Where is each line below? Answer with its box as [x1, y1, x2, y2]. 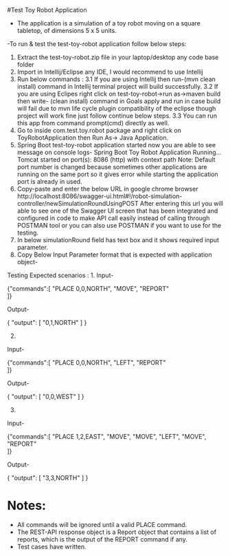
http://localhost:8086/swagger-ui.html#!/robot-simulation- [16, 192, 183, 200]
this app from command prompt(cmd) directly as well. [16, 119, 170, 127]
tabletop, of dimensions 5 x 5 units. [16, 27, 117, 34]
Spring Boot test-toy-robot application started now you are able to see [16, 141, 216, 149]
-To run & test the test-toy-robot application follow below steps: [7, 40, 187, 47]
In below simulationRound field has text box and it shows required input [16, 236, 220, 244]
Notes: [7, 498, 47, 513]
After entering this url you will [139, 200, 223, 207]
